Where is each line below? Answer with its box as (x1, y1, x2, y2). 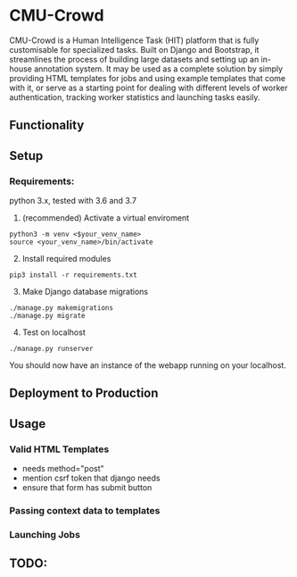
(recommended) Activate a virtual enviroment (21, 213, 190, 223)
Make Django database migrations (21, 287, 149, 297)
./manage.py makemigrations (9, 304, 114, 313)
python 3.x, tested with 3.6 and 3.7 (9, 196, 136, 206)
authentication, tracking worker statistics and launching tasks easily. (9, 91, 260, 103)
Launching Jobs (9, 528, 80, 540)
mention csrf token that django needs (21, 472, 161, 483)
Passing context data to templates (9, 505, 161, 517)
